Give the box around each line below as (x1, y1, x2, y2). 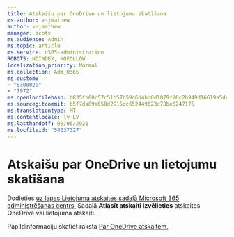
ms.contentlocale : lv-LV (7, 113, 79, 120)
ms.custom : (7, 74, 39, 82)
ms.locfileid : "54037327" (7, 126, 82, 133)
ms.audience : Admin (7, 36, 64, 43)
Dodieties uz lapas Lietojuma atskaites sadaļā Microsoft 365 (7, 194, 180, 202)
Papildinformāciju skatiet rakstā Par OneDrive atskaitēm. (7, 222, 169, 231)
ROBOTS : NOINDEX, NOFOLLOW (7, 56, 86, 63)
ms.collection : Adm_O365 (7, 68, 79, 75)
